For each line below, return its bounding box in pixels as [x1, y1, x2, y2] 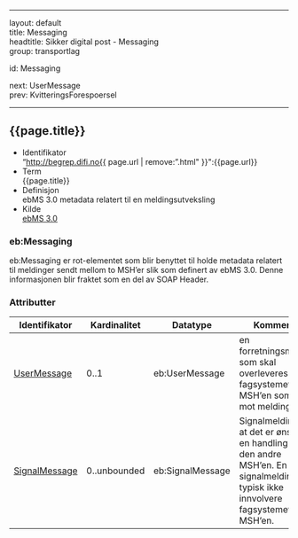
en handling [239, 437, 288, 449]
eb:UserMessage [153, 367, 225, 379]
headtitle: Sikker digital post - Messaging [9, 36, 160, 47]
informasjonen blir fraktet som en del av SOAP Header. [9, 274, 209, 285]
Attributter [9, 296, 56, 308]
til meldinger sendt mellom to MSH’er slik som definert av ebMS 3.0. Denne [9, 265, 284, 276]
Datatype [171, 319, 213, 331]
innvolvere [239, 493, 283, 505]
